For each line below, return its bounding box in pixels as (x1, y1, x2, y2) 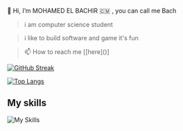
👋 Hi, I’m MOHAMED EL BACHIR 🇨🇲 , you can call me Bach (7, 7, 177, 15)
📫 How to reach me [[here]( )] (24, 48, 110, 55)
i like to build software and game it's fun (24, 34, 139, 42)
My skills (7, 97, 47, 109)
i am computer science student (24, 21, 113, 28)
